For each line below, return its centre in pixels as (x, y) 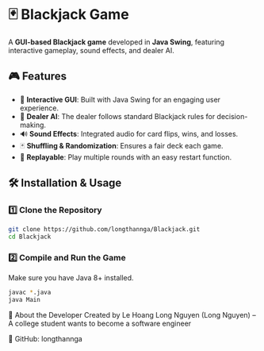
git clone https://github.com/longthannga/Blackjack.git (104, 229)
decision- (232, 116)
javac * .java (30, 293)
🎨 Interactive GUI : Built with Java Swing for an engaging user (120, 99)
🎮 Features (38, 77)
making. (33, 125)
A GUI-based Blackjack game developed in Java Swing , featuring (116, 42)
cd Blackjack (30, 237)
